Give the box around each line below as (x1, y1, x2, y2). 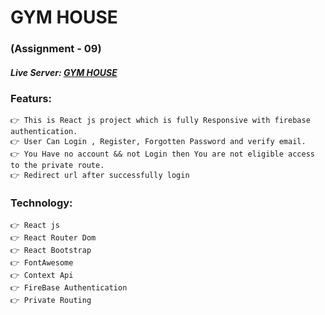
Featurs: (10, 92, 52, 106)
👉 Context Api (10, 270, 74, 280)
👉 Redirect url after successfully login (10, 171, 190, 181)
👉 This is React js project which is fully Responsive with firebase (10, 116, 311, 126)
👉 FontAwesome (10, 257, 74, 268)
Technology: (10, 196, 73, 210)
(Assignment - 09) (10, 42, 102, 56)
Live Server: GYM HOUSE (10, 66, 118, 78)
